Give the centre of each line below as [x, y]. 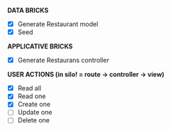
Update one [35, 112]
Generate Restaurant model [58, 24]
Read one [32, 96]
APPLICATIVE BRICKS [40, 46]
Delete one [33, 120]
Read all [29, 88]
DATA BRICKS [28, 10]
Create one [34, 104]
